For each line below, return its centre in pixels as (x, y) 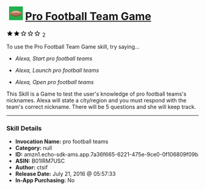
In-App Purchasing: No (45, 180)
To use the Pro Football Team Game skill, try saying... (73, 46)
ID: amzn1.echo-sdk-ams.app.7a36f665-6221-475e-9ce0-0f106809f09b (107, 155)
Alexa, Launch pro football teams (57, 70)
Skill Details (24, 128)
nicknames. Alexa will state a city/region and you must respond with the (96, 100)
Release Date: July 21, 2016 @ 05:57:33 (65, 174)
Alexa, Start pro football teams (54, 58)
